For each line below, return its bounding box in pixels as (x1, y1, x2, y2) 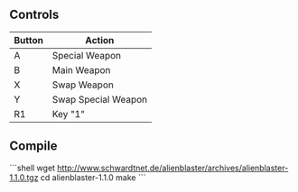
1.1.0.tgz (9, 171, 39, 183)
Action (85, 33, 115, 46)
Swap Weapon (51, 78, 115, 91)
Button (14, 33, 43, 46)
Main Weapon (51, 63, 111, 76)
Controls (9, 7, 60, 23)
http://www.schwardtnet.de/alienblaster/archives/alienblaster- (57, 162, 289, 173)
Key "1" (51, 107, 86, 120)
